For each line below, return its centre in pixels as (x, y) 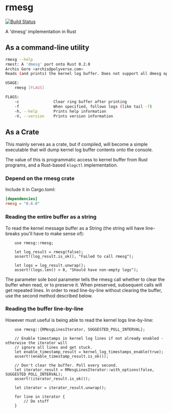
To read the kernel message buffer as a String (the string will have (75, 228)
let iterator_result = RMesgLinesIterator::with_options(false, (84, 370)
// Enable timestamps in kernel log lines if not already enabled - (89, 338)
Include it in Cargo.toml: (30, 190)
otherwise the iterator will (36, 343)
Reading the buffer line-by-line (44, 309)
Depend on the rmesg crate (40, 178)
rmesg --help (19, 59)
